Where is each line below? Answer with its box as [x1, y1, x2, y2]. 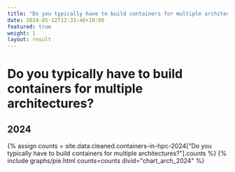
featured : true [7, 23, 52, 30]
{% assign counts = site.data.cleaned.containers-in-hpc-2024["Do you [7, 142, 212, 150]
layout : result [7, 36, 52, 43]
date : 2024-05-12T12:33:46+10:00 [7, 17, 105, 24]
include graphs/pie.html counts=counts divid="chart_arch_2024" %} [7, 157, 205, 165]
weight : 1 [7, 29, 36, 37]
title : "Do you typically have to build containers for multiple [7, 10, 201, 17]
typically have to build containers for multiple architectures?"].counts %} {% [7, 149, 227, 157]
